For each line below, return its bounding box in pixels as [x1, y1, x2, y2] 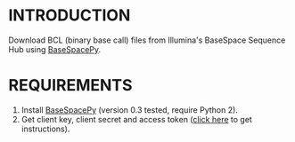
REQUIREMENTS [8, 75, 133, 96]
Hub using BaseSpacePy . [8, 43, 102, 54]
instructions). [20, 123, 70, 134]
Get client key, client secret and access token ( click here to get [20, 114, 253, 124]
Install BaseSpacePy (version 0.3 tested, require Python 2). [20, 104, 238, 115]
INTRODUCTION [8, 5, 131, 26]
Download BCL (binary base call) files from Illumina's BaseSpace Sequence [8, 35, 286, 45]
